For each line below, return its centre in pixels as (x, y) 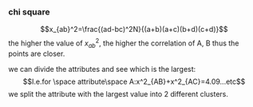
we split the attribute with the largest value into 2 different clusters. (119, 93)
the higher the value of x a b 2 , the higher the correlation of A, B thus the (124, 43)
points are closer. (37, 53)
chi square (29, 12)
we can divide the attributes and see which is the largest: (102, 69)
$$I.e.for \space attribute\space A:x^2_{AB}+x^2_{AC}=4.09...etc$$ (134, 81)
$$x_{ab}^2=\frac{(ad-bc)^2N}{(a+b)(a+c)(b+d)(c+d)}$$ (134, 30)
